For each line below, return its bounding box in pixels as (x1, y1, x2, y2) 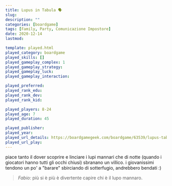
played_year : (5, 130, 33, 136)
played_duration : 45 (5, 116, 50, 121)
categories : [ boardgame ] (5, 22, 58, 27)
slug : (5, 12, 17, 17)
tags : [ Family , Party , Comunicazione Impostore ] (5, 27, 111, 32)
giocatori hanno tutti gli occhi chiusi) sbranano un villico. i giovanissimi (5, 159, 155, 166)
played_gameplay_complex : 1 (5, 59, 66, 65)
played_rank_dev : (5, 93, 42, 98)
